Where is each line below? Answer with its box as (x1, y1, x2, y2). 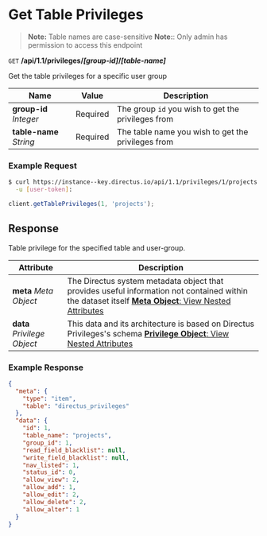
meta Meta (12, 285, 54, 296)
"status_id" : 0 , (22, 468, 77, 476)
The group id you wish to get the (116, 103, 240, 115)
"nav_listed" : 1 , (22, 461, 80, 469)
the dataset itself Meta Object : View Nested (67, 295, 231, 306)
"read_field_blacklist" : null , (22, 446, 126, 454)
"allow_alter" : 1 (22, 505, 80, 514)
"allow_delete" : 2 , (22, 498, 87, 506)
